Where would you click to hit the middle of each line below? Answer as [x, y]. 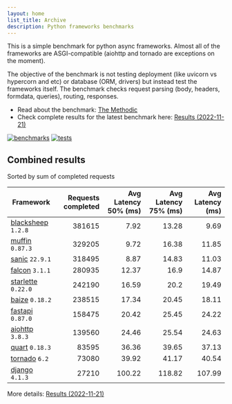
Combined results [46, 160]
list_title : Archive [37, 20]
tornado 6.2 [30, 359]
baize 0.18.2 [31, 300]
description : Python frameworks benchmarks [71, 26]
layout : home [26, 14]
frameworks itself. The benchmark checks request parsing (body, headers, [114, 89]
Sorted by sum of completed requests [61, 177]
